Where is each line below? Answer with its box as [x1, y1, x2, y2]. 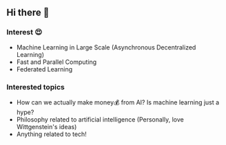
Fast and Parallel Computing [16, 58, 97, 66]
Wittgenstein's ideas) [16, 122, 77, 131]
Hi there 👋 [6, 7, 50, 19]
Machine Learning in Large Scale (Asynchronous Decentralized [16, 43, 196, 52]
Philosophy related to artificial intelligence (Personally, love [16, 115, 184, 124]
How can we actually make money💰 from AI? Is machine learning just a [16, 98, 220, 107]
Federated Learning [16, 65, 73, 73]
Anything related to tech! [16, 130, 87, 138]
